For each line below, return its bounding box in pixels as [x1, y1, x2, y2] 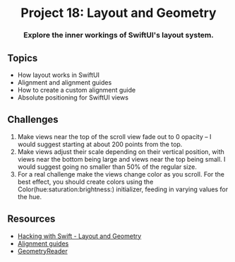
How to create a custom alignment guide [17, 85, 136, 94]
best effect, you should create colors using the [17, 177, 154, 186]
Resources [7, 213, 56, 225]
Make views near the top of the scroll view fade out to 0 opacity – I [17, 132, 212, 141]
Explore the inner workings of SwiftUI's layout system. [23, 30, 214, 40]
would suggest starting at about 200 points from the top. [17, 140, 183, 148]
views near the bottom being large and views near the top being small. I [17, 155, 226, 163]
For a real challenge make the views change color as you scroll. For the [17, 169, 224, 178]
